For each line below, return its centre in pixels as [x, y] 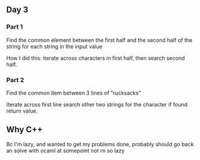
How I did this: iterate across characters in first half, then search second [95, 58]
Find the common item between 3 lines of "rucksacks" [74, 93]
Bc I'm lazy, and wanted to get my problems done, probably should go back [100, 144]
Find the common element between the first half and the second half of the [99, 40]
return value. [22, 111]
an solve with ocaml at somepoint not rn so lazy [65, 150]
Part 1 [14, 27]
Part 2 [15, 80]
